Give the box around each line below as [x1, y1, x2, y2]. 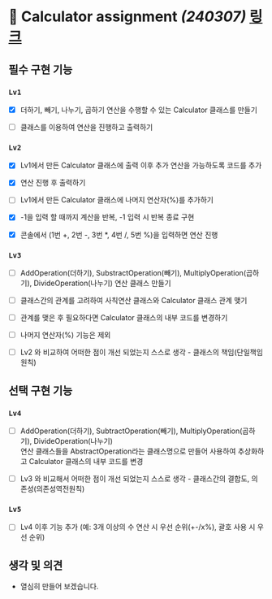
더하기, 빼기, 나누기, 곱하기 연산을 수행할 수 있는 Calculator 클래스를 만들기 [19, 105, 258, 115]
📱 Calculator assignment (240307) [8, 7, 247, 26]
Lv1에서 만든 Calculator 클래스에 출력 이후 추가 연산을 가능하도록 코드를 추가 [19, 160, 262, 171]
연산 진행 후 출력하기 [19, 178, 86, 188]
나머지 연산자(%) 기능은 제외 [19, 330, 111, 340]
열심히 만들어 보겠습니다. [19, 582, 99, 592]
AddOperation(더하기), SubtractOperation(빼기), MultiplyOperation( [19, 426, 243, 436]
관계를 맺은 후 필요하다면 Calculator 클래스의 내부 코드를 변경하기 [19, 313, 228, 323]
